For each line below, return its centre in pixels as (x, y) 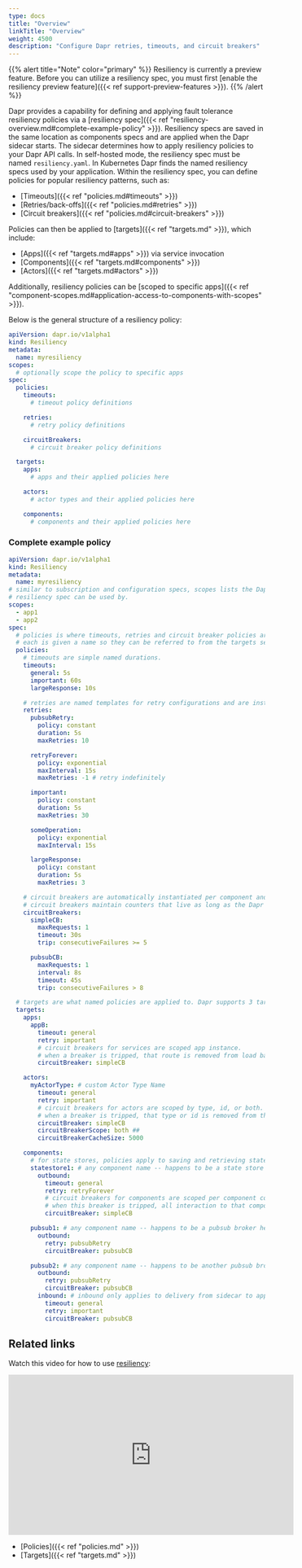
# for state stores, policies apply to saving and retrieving (138, 1161)
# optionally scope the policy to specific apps (100, 372)
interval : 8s (60, 972)
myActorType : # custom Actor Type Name (97, 1085)
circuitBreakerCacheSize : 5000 (91, 1138)
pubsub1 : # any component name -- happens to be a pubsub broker (143, 1229)
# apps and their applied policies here (99, 477)
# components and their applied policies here (110, 522)
